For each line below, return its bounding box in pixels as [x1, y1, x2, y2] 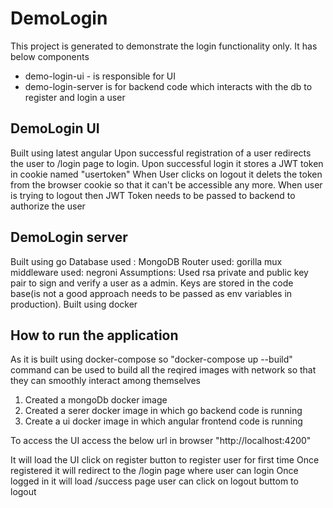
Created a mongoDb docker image [24, 394, 168, 406]
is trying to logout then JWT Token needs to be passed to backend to [10, 189, 296, 201]
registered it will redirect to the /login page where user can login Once [10, 465, 299, 477]
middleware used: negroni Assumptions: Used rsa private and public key [10, 266, 309, 278]
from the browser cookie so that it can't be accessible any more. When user [10, 178, 323, 191]
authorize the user [10, 200, 86, 212]
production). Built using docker [10, 298, 138, 310]
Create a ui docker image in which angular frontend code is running [24, 415, 303, 427]
